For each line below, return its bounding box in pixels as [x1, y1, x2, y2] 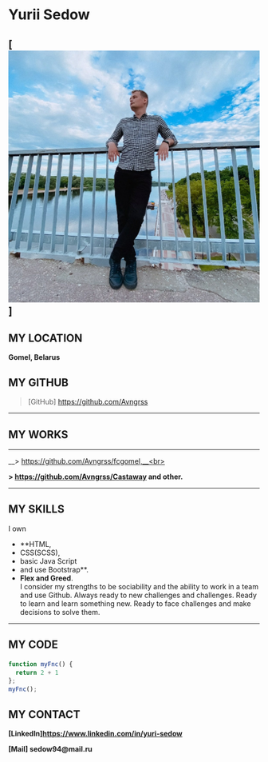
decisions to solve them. [19, 607, 100, 616]
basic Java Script [19, 556, 77, 565]
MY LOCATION [8, 331, 83, 345]
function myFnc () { [8, 660, 73, 668]
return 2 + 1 [15, 668, 59, 676]
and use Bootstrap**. [19, 565, 89, 574]
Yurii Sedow [8, 6, 90, 24]
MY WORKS [8, 428, 69, 441]
